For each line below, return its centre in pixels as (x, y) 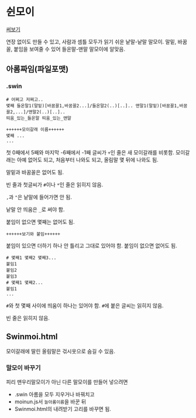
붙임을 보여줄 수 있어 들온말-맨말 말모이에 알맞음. (70, 49)
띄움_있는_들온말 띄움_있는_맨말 (39, 118)
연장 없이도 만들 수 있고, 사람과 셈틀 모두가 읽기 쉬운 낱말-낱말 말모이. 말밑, (91, 42)
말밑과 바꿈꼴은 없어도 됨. (35, 172)
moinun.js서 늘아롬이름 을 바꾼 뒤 (50, 402)
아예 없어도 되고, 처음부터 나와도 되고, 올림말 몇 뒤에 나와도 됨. (88, 160)
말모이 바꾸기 (23, 368)
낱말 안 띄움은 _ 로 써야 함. (35, 209)
